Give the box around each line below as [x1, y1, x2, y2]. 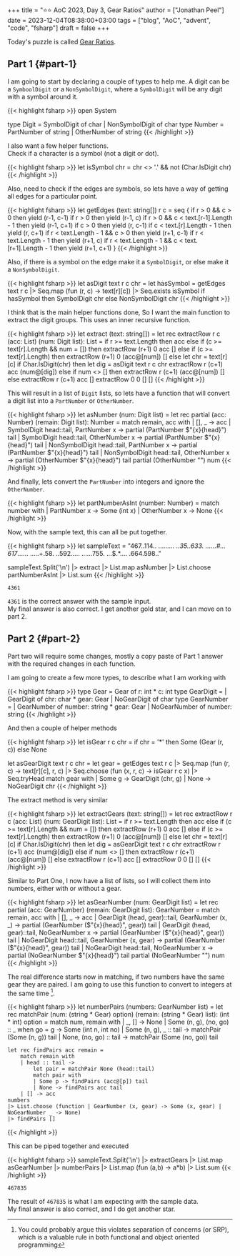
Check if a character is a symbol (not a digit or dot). [7, 149, 159, 157]
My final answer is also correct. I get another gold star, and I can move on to [7, 604, 231, 613]
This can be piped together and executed [7, 1142, 129, 1150]
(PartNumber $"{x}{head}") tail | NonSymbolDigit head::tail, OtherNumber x [7, 448, 230, 457]
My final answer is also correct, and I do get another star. [7, 1205, 176, 1213]
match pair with [33, 1072, 81, 1079]
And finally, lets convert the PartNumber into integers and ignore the [7, 477, 205, 486]
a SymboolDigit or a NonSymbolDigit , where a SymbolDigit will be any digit [7, 84, 223, 93]
